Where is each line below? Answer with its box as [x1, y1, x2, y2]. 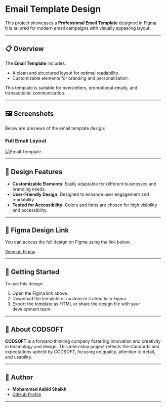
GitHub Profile [12, 391, 41, 397]
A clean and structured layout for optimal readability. [12, 70, 120, 76]
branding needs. [12, 186, 46, 192]
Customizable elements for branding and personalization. [12, 75, 129, 81]
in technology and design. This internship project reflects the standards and [5, 344, 160, 350]
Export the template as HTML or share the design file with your [12, 301, 140, 307]
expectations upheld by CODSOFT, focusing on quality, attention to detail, [5, 349, 156, 355]
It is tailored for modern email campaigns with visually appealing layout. [5, 25, 151, 31]
